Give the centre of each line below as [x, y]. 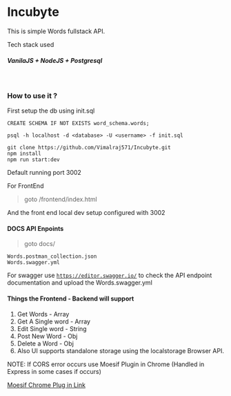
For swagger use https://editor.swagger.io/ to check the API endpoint [110, 275]
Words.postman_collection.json [52, 256]
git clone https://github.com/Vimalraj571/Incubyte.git [89, 148]
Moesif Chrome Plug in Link [47, 385]
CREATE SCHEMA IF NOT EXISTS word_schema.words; [78, 124]
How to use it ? [32, 95]
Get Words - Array [43, 314]
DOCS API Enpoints [36, 228]
